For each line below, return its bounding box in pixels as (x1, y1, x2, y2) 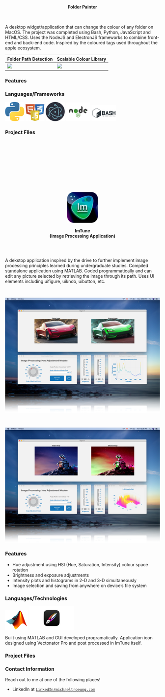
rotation (12, 567, 28, 573)
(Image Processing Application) (49, 233, 116, 239)
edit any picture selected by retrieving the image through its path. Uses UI (5, 273, 155, 279)
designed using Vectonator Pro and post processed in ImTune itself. (5, 640, 142, 646)
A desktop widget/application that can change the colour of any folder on (5, 24, 154, 30)
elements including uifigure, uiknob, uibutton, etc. (5, 278, 106, 284)
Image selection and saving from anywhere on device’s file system (12, 583, 147, 588)
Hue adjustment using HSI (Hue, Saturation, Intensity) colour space (12, 561, 148, 567)
